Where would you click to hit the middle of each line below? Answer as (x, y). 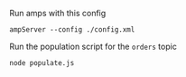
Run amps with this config (58, 13)
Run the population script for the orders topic (93, 46)
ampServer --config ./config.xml (72, 30)
